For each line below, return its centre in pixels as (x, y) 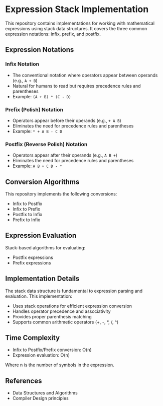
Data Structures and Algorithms (45, 393)
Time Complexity (33, 338)
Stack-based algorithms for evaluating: (45, 247)
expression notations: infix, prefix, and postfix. (53, 34)
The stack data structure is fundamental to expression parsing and (74, 291)
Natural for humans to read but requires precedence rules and (77, 86)
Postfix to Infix (27, 215)
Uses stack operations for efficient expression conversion (72, 306)
